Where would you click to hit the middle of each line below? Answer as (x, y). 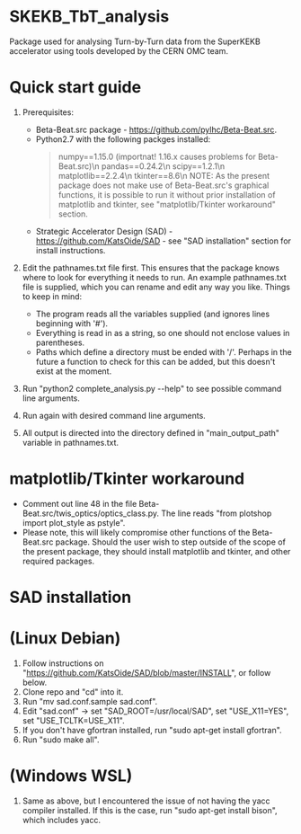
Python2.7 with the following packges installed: (123, 139)
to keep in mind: (52, 296)
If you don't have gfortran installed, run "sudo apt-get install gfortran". (152, 730)
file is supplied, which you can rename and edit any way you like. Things (156, 287)
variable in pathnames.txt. (71, 442)
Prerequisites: (48, 112)
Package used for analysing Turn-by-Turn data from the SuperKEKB (135, 41)
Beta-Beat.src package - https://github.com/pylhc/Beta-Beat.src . (156, 129)
